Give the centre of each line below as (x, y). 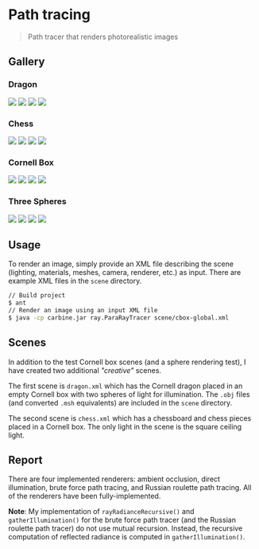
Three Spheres (37, 202)
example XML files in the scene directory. (75, 281)
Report (25, 460)
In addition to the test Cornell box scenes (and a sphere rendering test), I (127, 362)
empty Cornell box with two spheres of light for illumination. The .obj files (129, 394)
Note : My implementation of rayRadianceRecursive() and (101, 512)
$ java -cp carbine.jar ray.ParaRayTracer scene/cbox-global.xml (118, 318)
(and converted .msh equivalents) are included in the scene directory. (120, 402)
